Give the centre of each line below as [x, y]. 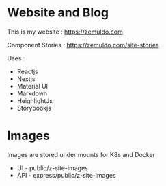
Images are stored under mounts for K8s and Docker [81, 154]
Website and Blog [58, 13]
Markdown [32, 93]
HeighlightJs [35, 100]
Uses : [16, 58]
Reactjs [28, 71]
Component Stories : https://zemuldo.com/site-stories [83, 45]
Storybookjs [34, 108]
